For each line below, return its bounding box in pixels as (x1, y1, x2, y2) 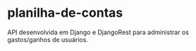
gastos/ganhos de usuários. (7, 35, 88, 43)
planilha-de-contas (7, 5, 123, 21)
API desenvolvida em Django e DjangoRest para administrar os (7, 28, 189, 36)
